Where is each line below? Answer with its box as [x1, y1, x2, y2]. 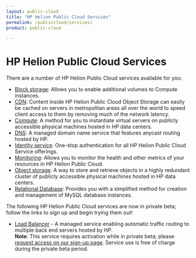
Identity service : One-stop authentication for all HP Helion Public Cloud [14, 142, 186, 149]
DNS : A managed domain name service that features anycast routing [14, 129, 180, 136]
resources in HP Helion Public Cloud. [14, 160, 104, 167]
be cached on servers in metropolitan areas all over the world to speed [14, 105, 185, 112]
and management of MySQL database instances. [14, 191, 133, 199]
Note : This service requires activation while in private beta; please [14, 233, 174, 240]
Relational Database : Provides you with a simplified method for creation [14, 185, 187, 192]
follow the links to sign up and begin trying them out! [6, 209, 133, 216]
